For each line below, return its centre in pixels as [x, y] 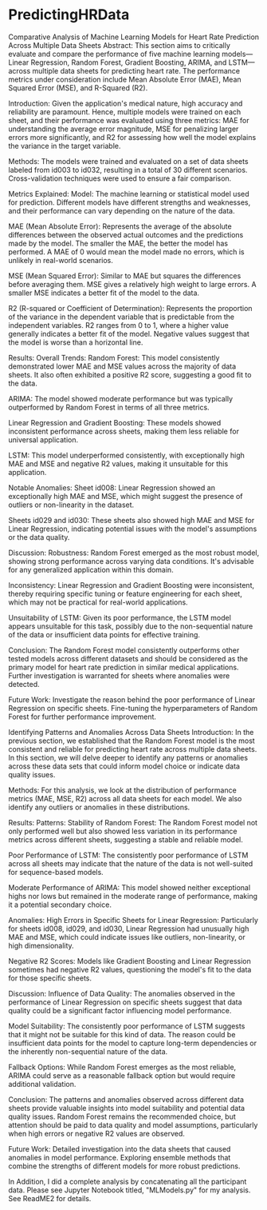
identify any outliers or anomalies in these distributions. [99, 807]
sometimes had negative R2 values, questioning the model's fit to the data [130, 969]
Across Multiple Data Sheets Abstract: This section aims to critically [120, 45]
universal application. [43, 439]
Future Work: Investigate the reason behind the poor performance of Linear [132, 699]
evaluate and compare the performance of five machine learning [114, 54]
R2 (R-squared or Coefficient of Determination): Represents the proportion [130, 308]
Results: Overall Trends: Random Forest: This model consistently [114, 357]
